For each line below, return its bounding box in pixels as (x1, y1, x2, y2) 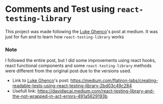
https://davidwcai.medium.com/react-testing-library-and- (37, 88, 155, 94)
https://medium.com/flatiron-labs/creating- (70, 78, 158, 84)
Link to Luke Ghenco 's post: (12, 78, 70, 84)
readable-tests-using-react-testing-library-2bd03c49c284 (12, 83, 132, 89)
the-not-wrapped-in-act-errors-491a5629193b (12, 93, 108, 100)
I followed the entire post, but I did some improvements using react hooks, (5, 57, 157, 63)
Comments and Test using (5, 3, 115, 15)
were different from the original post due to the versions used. (5, 68, 132, 74)
